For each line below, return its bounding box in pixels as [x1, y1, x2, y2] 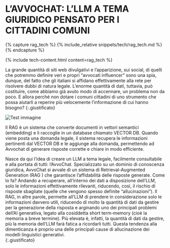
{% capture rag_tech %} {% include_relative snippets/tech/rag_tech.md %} [5, 41, 162, 47]
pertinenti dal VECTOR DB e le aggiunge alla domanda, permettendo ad [5, 141, 155, 147]
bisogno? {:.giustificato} [5, 104, 55, 111]
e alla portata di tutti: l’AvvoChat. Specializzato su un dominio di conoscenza [5, 161, 164, 167]
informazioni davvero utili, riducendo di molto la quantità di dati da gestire [5, 199, 159, 205]
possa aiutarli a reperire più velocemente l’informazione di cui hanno [5, 99, 149, 105]
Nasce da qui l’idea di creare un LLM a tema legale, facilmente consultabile [5, 156, 162, 162]
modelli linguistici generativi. [5, 231, 65, 237]
